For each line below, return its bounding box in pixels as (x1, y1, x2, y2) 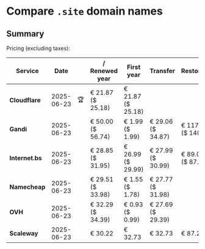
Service (16, 67, 39, 75)
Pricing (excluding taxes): (6, 44, 71, 52)
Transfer (149, 67, 176, 75)
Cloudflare (9, 96, 41, 104)
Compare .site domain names (6, 4, 163, 18)
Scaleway (9, 230, 38, 237)
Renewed (90, 67, 118, 75)
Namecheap (9, 183, 46, 191)
